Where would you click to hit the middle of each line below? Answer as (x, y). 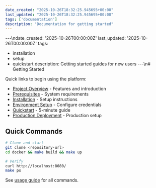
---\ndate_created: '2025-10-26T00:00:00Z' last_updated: (65, 38)
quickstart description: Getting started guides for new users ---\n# (82, 64)
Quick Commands (34, 131)
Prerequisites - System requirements (51, 94)
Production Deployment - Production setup (57, 116)
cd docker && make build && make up (44, 152)
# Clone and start (24, 143)
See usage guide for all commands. (42, 180)
